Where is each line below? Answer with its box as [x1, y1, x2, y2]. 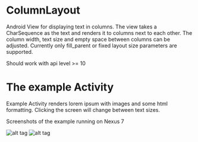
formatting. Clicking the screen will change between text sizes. [6, 106, 161, 113]
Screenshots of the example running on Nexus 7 [6, 118, 125, 125]
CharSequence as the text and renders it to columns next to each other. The [6, 29, 193, 36]
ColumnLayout [6, 4, 80, 17]
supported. [6, 48, 33, 55]
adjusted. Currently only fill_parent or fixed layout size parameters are [6, 42, 177, 49]
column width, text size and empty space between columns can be [6, 35, 171, 43]
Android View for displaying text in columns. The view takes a [6, 23, 158, 30]
